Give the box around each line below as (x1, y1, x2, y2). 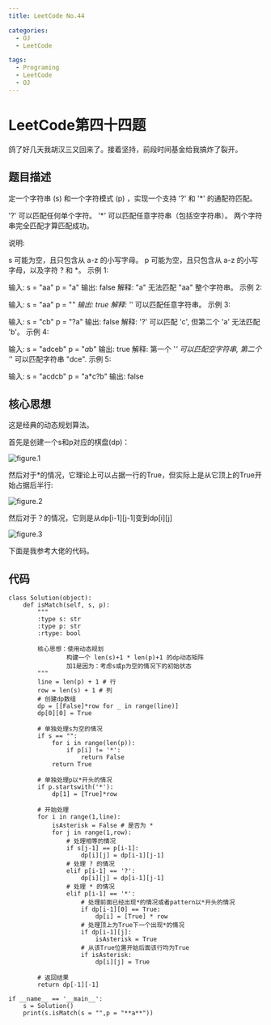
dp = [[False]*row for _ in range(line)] (37, 702, 180, 710)
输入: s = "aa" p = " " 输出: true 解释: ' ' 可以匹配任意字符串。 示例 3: (8, 299, 231, 309)
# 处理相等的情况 (66, 837, 116, 845)
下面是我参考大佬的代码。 (8, 546, 94, 556)
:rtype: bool (37, 629, 82, 637)
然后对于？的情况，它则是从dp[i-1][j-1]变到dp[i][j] (8, 513, 172, 523)
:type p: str (37, 622, 82, 631)
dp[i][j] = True (95, 958, 150, 967)
